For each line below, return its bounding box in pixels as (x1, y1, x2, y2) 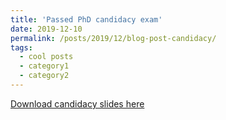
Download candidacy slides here (10, 97, 145, 110)
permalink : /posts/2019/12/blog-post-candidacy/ (10, 33, 217, 43)
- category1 (19, 61, 70, 71)
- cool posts (19, 52, 74, 62)
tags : (10, 42, 33, 53)
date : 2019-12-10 (10, 24, 83, 34)
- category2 (19, 71, 70, 81)
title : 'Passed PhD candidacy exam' (10, 14, 163, 25)
